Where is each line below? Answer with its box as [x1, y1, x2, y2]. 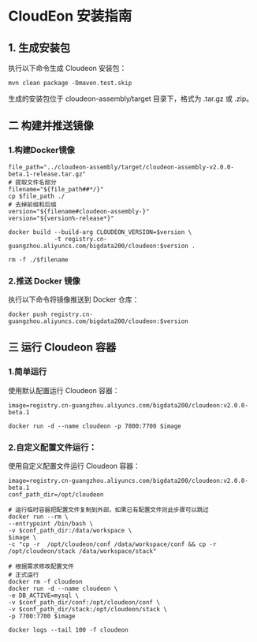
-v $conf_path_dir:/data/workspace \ [8, 526, 132, 534]
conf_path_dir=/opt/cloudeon [8, 490, 104, 499]
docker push [8, 310, 47, 318]
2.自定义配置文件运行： [8, 442, 97, 453]
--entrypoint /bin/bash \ [8, 519, 93, 528]
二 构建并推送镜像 [8, 119, 94, 132]
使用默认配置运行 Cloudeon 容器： [8, 385, 120, 395]
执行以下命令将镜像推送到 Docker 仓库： [8, 295, 140, 304]
